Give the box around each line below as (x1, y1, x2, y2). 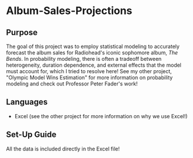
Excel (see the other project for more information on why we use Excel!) (14, 112, 188, 119)
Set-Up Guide (6, 130, 57, 140)
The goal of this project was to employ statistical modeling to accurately (6, 43, 180, 50)
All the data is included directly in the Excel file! (6, 145, 120, 152)
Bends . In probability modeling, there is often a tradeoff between (6, 56, 162, 62)
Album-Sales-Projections (6, 4, 133, 18)
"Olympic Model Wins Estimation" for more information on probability (6, 74, 173, 81)
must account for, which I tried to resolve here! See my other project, (6, 68, 172, 74)
